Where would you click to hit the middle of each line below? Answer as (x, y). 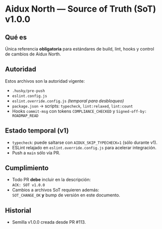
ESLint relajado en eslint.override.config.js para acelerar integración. (84, 147)
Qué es (16, 37)
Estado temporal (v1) (37, 131)
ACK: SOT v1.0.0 (28, 185)
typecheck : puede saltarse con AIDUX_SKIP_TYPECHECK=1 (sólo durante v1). (85, 142)
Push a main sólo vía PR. (36, 153)
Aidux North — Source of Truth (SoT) (81, 9)
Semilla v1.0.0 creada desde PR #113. (49, 222)
